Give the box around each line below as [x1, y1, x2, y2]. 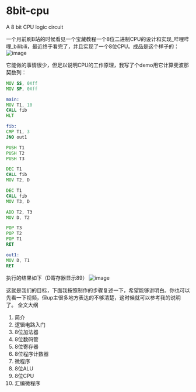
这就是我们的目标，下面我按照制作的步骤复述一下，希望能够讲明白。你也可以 [6, 287, 190, 294]
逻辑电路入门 [14, 321, 45, 328]
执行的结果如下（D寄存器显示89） [6, 274, 88, 281]
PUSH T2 [6, 150, 25, 156]
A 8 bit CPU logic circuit [6, 23, 64, 30]
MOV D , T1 [6, 257, 30, 263]
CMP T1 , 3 [6, 129, 30, 135]
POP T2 [6, 231, 22, 236]
